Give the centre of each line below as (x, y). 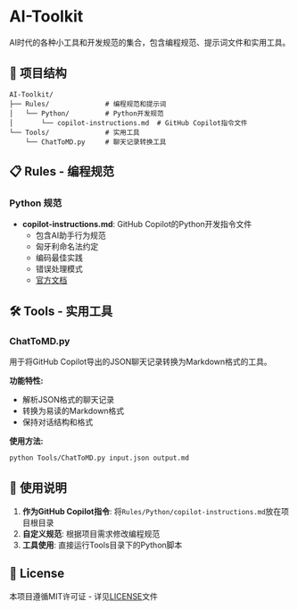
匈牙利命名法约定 (67, 247)
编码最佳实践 (59, 258)
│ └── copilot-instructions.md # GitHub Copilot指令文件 (128, 123)
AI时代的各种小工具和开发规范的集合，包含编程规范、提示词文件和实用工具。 (150, 42)
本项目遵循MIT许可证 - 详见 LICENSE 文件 (84, 596)
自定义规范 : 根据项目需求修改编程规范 (91, 533)
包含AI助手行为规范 (71, 235)
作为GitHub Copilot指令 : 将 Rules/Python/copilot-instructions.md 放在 (152, 511)
